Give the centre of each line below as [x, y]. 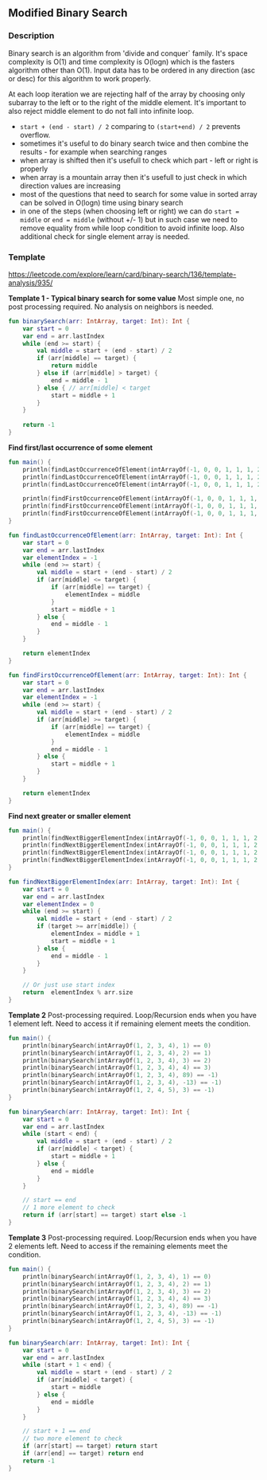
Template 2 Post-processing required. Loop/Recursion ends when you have [132, 1015]
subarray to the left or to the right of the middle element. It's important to [127, 102]
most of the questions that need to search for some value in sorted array [139, 194]
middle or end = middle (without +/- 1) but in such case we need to [129, 219]
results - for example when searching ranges [93, 151]
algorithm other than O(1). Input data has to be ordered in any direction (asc [132, 70]
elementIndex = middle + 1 [95, 934]
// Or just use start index [69, 985]
